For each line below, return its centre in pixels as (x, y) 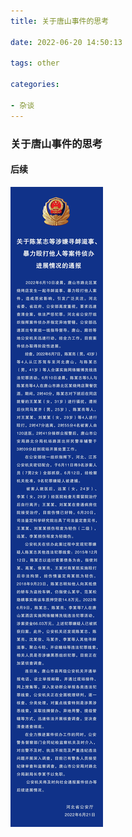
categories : (35, 85)
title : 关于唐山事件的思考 (60, 21)
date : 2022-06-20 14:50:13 (66, 42)
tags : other (35, 63)
